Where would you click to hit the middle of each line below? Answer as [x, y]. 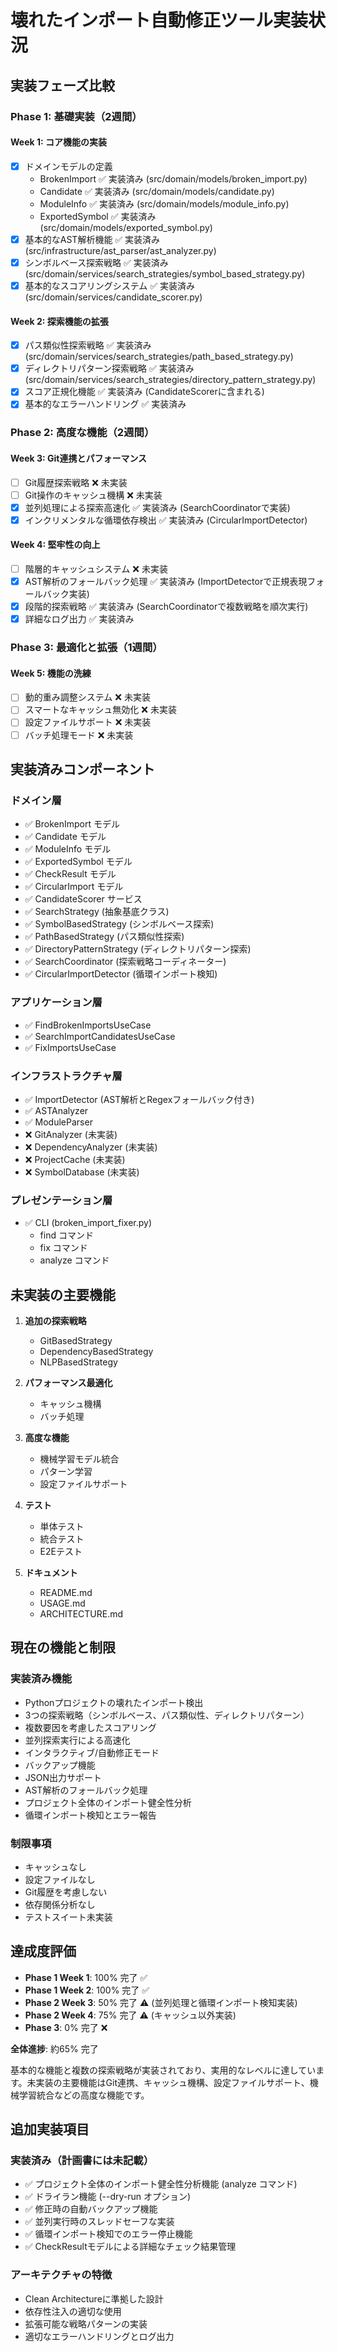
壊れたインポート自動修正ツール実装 [159, 20]
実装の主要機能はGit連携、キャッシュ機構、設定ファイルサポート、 [172, 2082]
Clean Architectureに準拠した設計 [94, 2298]
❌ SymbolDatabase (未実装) [82, 1172]
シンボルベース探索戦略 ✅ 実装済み [96, 262]
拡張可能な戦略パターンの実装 [86, 2323]
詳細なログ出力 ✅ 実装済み [79, 619]
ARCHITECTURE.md [81, 1614]
